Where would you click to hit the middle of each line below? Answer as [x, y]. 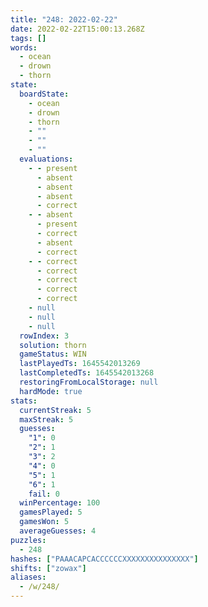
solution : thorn [53, 345]
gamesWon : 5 [44, 522]
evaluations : [46, 159]
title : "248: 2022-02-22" [64, 19]
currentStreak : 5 [55, 410]
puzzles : [28, 540]
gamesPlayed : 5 [51, 512]
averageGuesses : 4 [58, 531]
